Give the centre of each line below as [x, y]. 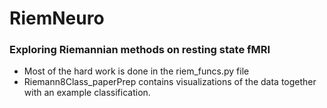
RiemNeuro [57, 18]
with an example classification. [87, 93]
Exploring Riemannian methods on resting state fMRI [140, 50]
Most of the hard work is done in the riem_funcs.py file [136, 71]
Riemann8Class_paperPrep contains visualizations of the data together [170, 82]
